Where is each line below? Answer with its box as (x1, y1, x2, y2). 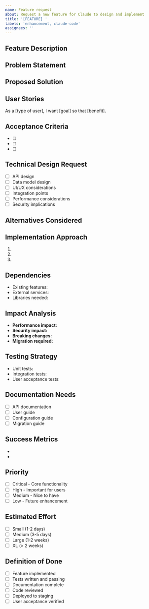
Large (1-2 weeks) (12, 537, 49, 543)
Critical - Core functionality (12, 481, 68, 487)
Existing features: (12, 284, 48, 290)
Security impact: (12, 327, 48, 333)
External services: (12, 290, 49, 296)
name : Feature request (5, 7, 52, 12)
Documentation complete (12, 581, 64, 588)
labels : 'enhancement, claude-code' (5, 21, 80, 26)
